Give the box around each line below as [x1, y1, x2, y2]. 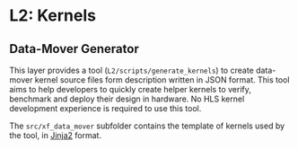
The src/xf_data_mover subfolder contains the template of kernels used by [9, 120, 285, 131]
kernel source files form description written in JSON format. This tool [34, 74, 290, 85]
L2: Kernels [9, 5, 97, 26]
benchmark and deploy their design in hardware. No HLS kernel [9, 93, 245, 104]
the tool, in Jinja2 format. [9, 130, 101, 140]
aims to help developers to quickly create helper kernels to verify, [9, 84, 251, 94]
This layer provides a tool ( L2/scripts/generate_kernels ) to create [9, 65, 254, 75]
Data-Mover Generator [9, 41, 139, 57]
